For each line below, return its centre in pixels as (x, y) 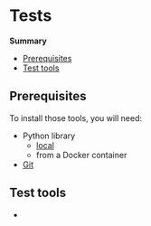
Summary (28, 41)
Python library (49, 136)
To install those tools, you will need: (76, 118)
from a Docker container (81, 155)
